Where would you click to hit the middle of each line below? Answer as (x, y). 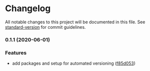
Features (16, 53)
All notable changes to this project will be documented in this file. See (75, 22)
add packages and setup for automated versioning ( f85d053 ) (74, 63)
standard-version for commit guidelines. (45, 27)
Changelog (28, 9)
